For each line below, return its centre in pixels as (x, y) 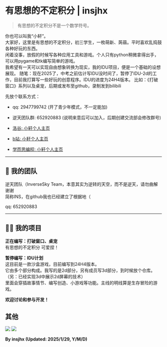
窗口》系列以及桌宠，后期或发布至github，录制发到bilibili (63, 86)
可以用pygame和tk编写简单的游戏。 (42, 61)
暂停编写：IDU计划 (24, 258)
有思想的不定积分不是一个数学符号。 (54, 25)
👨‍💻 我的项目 (23, 228)
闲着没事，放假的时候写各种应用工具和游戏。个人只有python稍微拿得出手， (82, 55)
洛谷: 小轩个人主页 (31, 128)
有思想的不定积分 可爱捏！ (32, 247)
